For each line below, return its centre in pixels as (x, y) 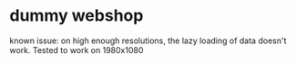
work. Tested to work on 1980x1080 (77, 49)
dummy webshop (77, 16)
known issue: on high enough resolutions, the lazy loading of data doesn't (148, 40)
